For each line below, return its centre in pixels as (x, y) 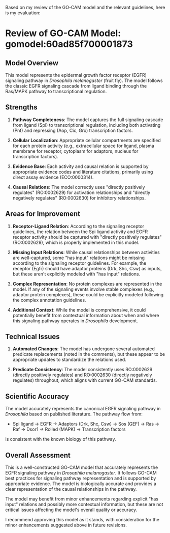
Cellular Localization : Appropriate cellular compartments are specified (87, 140)
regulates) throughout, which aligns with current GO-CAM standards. (85, 380)
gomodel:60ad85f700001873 (69, 44)
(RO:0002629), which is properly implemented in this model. (76, 242)
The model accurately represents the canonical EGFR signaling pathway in (83, 409)
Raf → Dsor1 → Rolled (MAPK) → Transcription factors (69, 429)
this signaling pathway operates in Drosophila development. (75, 321)
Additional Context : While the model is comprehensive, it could (79, 310)
